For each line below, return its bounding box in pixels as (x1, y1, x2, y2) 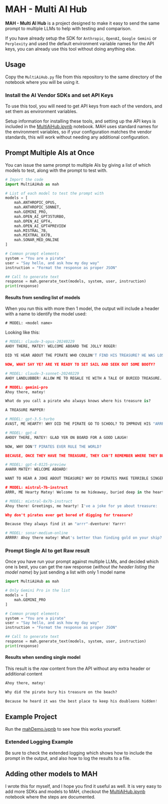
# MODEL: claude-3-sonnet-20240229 (5, 371, 79, 376)
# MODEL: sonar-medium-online (5, 531, 68, 536)
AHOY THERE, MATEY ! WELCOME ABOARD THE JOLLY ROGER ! (5, 344, 117, 349)
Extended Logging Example (5, 738, 73, 745)
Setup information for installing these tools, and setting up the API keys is (5, 118, 156, 124)
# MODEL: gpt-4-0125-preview (5, 462, 66, 468)
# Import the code (5, 177, 43, 182)
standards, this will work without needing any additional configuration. (5, 134, 150, 140)
